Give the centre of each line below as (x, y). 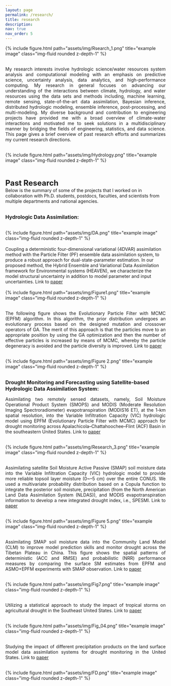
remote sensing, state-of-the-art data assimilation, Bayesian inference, (85, 102)
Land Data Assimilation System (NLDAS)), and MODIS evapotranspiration (85, 495)
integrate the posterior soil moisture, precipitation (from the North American (85, 489)
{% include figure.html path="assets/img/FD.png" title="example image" (81, 673)
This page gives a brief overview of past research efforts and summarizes (85, 134)
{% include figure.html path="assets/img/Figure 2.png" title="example (79, 361)
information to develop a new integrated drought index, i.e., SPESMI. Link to (85, 500)
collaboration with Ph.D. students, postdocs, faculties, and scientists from (82, 196)
